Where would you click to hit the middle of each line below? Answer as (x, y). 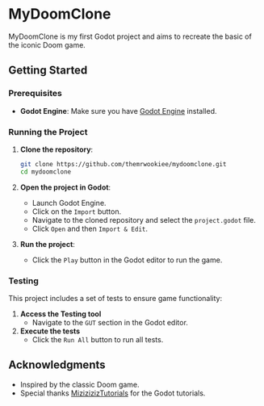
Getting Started (48, 71)
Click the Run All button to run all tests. (98, 339)
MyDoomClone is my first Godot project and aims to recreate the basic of (130, 36)
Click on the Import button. (77, 211)
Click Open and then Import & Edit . (90, 228)
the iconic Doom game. (47, 44)
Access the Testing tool (61, 314)
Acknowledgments (57, 365)
